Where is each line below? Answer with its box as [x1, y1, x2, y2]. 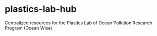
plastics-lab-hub [5, 3, 77, 15]
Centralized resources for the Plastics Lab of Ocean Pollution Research [5, 20, 152, 26]
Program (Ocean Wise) [5, 25, 53, 31]
